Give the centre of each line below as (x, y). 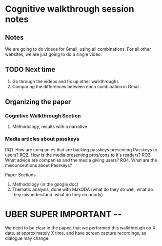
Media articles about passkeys (42, 139)
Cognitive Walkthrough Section (43, 116)
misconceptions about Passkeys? (39, 165)
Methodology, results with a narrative (50, 126)
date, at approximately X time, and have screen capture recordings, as (76, 233)
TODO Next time (30, 70)
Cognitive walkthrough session (70, 9)
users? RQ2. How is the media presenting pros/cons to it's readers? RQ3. (79, 155)
